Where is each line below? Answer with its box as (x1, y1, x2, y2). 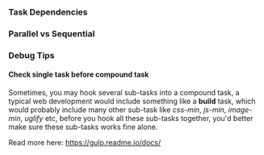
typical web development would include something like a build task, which (8, 96, 256, 106)
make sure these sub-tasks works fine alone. (8, 122, 158, 132)
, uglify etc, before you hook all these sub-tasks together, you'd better (19, 113, 254, 123)
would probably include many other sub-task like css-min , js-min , (8, 104, 227, 115)
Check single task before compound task (8, 69, 149, 79)
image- (228, 104, 253, 115)
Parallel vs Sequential (8, 27, 95, 39)
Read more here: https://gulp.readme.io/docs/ (8, 137, 161, 147)
